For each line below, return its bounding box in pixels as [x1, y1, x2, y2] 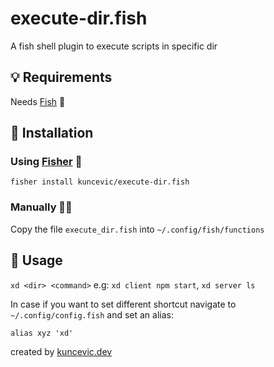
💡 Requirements [10, 69, 113, 86]
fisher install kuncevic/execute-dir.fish [10, 177, 190, 187]
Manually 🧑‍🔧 [10, 200, 73, 214]
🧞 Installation [10, 125, 94, 142]
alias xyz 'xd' [10, 328, 74, 338]
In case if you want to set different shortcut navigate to [10, 298, 237, 310]
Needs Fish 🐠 [10, 95, 66, 107]
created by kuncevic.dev [10, 345, 113, 357]
